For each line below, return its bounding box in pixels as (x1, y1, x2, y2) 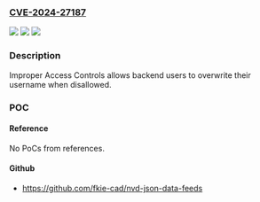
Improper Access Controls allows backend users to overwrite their (9, 69, 251, 81)
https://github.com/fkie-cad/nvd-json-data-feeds (21, 183, 203, 193)
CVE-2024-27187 (9, 6, 87, 19)
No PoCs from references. (9, 143, 105, 153)
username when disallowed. (9, 79, 113, 89)
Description (9, 50, 61, 62)
